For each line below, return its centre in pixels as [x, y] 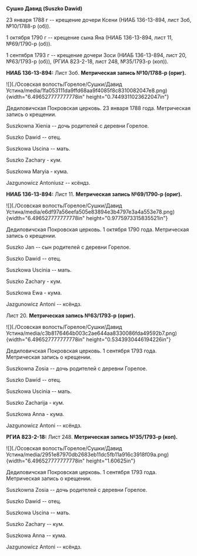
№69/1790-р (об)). [29, 44]
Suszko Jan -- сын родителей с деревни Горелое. [69, 247]
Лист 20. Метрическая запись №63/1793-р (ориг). [71, 315]
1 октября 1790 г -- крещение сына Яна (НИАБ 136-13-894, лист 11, [90, 37]
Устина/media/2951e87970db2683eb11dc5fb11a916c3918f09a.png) [88, 455]
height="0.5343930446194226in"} [129, 339]
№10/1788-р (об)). [29, 26]
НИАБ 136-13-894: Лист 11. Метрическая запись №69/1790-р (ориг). [94, 194]
